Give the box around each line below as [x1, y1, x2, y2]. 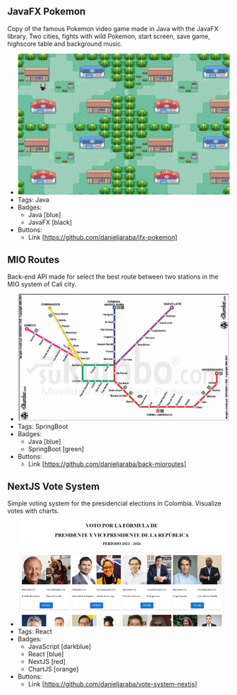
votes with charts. [7, 506, 60, 515]
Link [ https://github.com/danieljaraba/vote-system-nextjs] [28, 679, 197, 688]
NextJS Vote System [7, 480, 100, 492]
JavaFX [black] [28, 218, 73, 227]
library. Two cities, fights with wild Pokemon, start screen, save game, [7, 32, 210, 40]
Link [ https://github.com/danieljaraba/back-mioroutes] [28, 460, 187, 469]
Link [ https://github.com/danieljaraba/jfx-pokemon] [28, 233, 178, 242]
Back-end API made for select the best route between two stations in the [7, 272, 219, 281]
